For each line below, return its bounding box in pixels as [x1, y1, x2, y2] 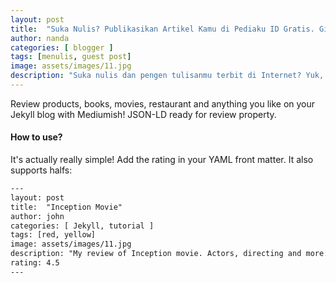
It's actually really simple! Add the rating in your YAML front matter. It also [10, 154, 314, 166]
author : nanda [10, 33, 70, 43]
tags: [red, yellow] [10, 230, 97, 240]
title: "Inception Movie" [10, 202, 123, 212]
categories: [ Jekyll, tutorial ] [10, 221, 155, 231]
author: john [10, 211, 65, 221]
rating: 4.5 [10, 258, 60, 268]
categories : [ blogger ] [10, 42, 114, 53]
